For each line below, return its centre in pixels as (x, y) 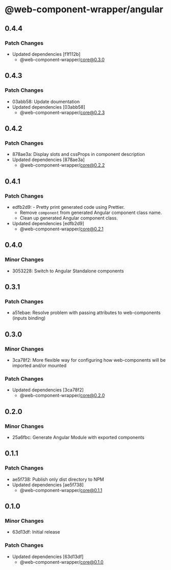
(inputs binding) (29, 318)
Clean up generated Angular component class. (69, 218)
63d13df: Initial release (36, 532)
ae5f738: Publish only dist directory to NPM (58, 479)
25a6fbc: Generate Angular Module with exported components (78, 437)
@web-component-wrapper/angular (84, 9)
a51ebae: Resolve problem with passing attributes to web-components (86, 313)
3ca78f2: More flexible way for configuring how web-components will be (89, 360)
